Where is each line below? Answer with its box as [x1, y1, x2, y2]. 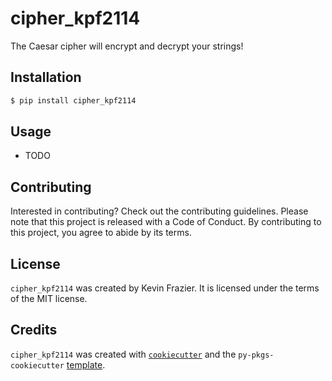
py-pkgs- [238, 350, 275, 360]
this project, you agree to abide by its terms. [10, 227, 192, 239]
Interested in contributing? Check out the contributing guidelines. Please [10, 205, 309, 217]
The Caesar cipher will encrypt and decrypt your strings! [10, 40, 244, 52]
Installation [10, 69, 82, 86]
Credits [10, 322, 58, 339]
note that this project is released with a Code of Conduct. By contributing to [10, 216, 322, 228]
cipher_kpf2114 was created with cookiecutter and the [10, 348, 237, 360]
